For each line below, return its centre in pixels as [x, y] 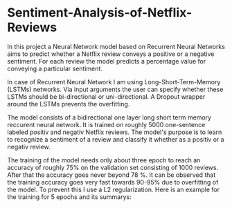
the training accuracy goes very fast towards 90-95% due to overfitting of [113, 182]
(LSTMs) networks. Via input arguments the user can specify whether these [115, 89]
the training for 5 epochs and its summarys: [69, 197]
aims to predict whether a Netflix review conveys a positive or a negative [111, 54]
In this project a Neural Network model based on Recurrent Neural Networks [116, 46]
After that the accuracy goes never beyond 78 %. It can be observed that [111, 175]
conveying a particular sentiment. [55, 68]
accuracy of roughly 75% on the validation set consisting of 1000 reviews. [113, 167]
